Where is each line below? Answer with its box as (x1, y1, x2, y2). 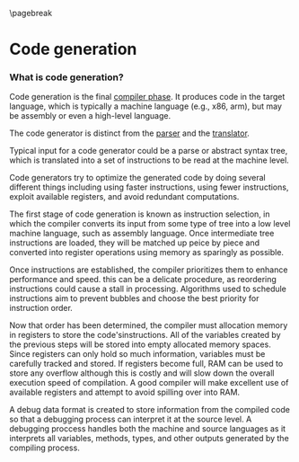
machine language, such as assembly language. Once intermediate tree (9, 228, 275, 239)
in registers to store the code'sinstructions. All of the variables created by (9, 330, 281, 341)
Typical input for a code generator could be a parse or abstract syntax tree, (9, 146, 288, 156)
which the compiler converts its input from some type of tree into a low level (9, 218, 291, 229)
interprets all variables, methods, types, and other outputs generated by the (9, 433, 289, 444)
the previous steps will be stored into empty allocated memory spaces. (9, 339, 271, 350)
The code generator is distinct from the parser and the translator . (9, 128, 250, 138)
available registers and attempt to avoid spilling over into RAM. (9, 386, 241, 398)
